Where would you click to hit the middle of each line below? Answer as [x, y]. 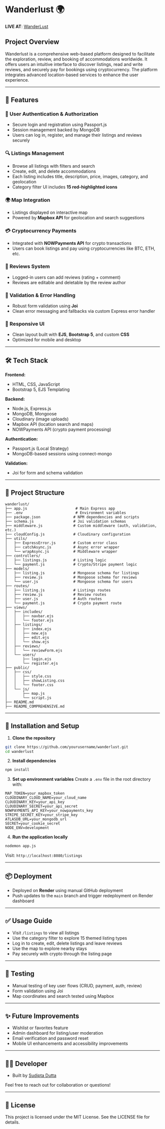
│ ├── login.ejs [28, 659]
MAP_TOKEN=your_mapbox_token [35, 794]
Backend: [15, 399]
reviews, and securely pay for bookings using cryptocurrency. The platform [82, 69]
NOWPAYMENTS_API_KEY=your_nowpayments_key [49, 811]
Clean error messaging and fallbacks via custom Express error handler [84, 311]
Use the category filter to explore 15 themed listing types [69, 938]
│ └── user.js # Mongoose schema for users [69, 581]
